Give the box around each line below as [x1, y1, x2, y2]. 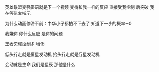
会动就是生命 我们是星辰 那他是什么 [5, 62, 76, 67]
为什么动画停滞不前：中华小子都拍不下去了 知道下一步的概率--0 [5, 21, 132, 26]
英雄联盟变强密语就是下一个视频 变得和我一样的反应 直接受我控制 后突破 [5, 4, 149, 10]
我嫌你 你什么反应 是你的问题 [5, 31, 63, 36]
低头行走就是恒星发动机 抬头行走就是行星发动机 [5, 51, 100, 57]
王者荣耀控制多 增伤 [5, 41, 45, 47]
